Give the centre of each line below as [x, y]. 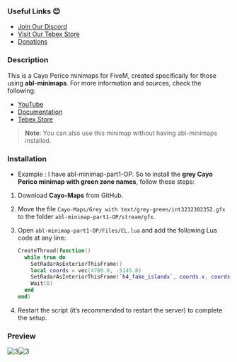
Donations [33, 42]
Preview [22, 336]
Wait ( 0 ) [42, 284]
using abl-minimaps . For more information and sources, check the [104, 83]
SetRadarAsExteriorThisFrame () [77, 264]
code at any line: [42, 238]
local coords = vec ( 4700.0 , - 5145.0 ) [86, 270]
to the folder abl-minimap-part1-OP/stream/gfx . [86, 216]
